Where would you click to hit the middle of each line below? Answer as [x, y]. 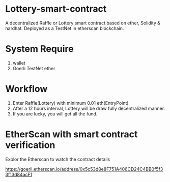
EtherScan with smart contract [72, 134]
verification [30, 145]
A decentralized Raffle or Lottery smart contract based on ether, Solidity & [83, 23]
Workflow [26, 89]
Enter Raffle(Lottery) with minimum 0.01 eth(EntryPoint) [70, 103]
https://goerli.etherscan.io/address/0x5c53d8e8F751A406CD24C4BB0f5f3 [84, 169]
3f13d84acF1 [19, 174]
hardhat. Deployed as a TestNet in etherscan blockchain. [65, 28]
